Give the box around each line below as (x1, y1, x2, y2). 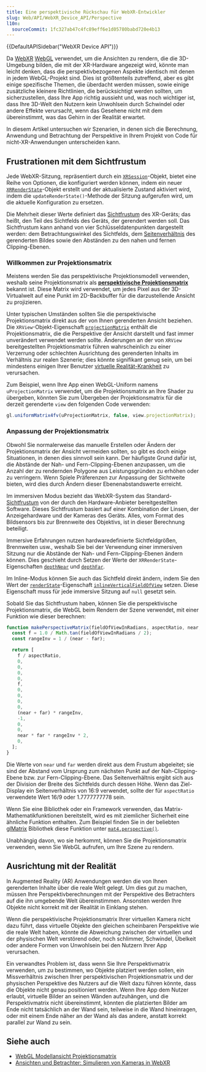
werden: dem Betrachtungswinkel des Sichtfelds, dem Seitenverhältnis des (6, 230, 196, 238)
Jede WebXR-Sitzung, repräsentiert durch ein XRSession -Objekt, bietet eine (6, 173, 196, 180)
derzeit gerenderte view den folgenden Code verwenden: (6, 400, 151, 408)
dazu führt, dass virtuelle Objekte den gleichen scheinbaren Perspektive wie (6, 922, 199, 929)
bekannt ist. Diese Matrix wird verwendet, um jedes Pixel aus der (6, 285, 170, 293)
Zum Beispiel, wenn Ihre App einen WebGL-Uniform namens (6, 381, 158, 389)
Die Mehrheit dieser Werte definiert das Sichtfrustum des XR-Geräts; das (6, 211, 191, 218)
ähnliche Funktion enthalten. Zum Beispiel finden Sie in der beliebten (6, 818, 180, 826)
